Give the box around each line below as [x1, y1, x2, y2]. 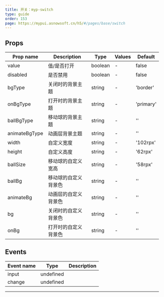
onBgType [7, 101, 31, 107]
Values [114, 53, 131, 60]
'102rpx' [136, 139, 156, 146]
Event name [7, 262, 36, 269]
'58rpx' [136, 161, 153, 168]
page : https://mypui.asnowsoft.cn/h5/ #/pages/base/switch [5, 21, 125, 26]
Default [137, 53, 155, 60]
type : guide [5, 12, 29, 17]
